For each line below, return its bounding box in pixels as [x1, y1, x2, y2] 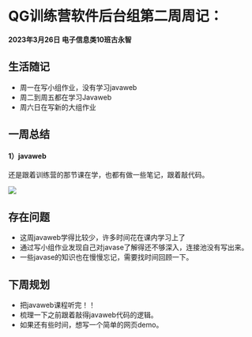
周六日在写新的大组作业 [19, 102, 96, 111]
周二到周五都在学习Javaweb [19, 92, 112, 102]
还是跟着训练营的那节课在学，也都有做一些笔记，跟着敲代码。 [8, 170, 209, 180]
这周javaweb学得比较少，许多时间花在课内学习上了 [19, 233, 186, 242]
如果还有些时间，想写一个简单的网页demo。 [19, 320, 164, 329]
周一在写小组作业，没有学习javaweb [19, 82, 137, 92]
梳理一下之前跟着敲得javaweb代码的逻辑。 [19, 309, 158, 320]
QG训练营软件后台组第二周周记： [8, 7, 224, 25]
